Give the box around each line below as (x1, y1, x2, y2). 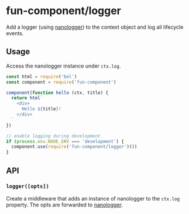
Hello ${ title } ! (21, 106, 61, 112)
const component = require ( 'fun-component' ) (6, 79, 116, 85)
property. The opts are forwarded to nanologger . (6, 201, 123, 208)
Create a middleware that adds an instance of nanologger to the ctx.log (6, 195, 180, 202)
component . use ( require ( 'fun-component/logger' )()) (11, 144, 138, 150)
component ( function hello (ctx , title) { (6, 90, 109, 96)
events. (6, 29, 24, 36)
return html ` (11, 95, 43, 101)
